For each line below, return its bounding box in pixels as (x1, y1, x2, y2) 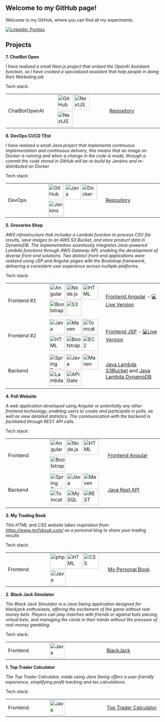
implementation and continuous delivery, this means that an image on (5, 147, 147, 153)
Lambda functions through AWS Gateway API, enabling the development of (5, 247, 158, 253)
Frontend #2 (8, 332, 37, 339)
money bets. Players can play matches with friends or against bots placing (5, 611, 157, 617)
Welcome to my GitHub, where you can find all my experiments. (5, 17, 134, 23)
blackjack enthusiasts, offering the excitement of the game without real (5, 606, 150, 612)
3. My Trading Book (5, 512, 46, 518)
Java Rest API (107, 486, 140, 493)
